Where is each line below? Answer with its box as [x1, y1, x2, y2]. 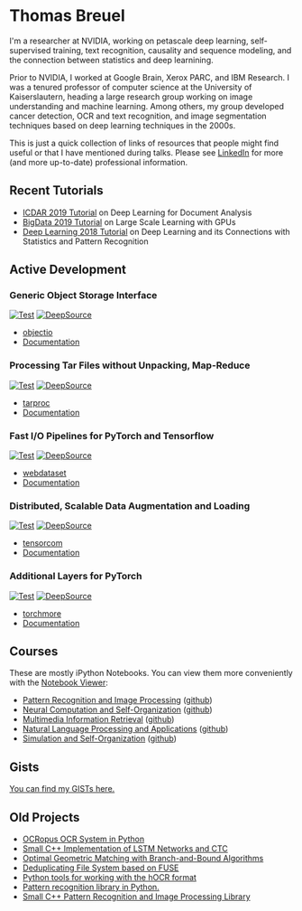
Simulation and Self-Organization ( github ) [22, 733, 178, 744]
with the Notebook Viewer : [9, 677, 108, 688]
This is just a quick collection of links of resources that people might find [9, 137, 279, 148]
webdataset [22, 467, 67, 479]
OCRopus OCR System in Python [22, 833, 145, 845]
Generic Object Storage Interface [9, 289, 158, 302]
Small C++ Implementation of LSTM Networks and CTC [22, 843, 228, 854]
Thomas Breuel [9, 5, 126, 26]
